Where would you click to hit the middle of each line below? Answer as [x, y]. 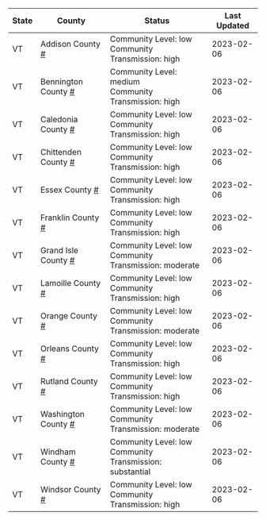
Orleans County [69, 349]
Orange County [68, 316]
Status [157, 21]
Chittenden [61, 152]
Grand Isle [59, 250]
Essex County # [69, 190]
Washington [63, 414]
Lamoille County [70, 283]
